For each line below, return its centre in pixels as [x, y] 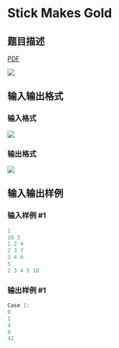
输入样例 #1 [27, 215]
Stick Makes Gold [59, 13]
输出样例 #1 [27, 290]
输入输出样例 [35, 194]
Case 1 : [19, 306]
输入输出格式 [35, 97]
